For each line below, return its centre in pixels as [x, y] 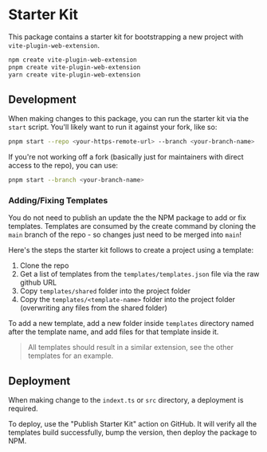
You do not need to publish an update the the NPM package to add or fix [128, 218]
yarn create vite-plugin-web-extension [75, 75]
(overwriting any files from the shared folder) [93, 308]
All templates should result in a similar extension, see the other [130, 348]
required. [23, 409]
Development [43, 99]
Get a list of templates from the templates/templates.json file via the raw [139, 274]
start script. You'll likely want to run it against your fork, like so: [113, 127]
